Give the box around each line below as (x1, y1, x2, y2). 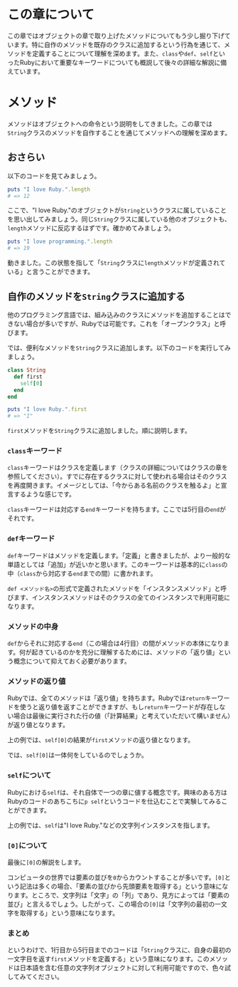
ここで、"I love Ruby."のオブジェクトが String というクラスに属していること (7, 206, 227, 214)
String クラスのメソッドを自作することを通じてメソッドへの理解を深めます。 (7, 128, 232, 137)
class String (7, 367, 46, 374)
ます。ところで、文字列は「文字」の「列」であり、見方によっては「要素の (13, 891, 229, 899)
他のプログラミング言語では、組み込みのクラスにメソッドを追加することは (7, 310, 225, 319)
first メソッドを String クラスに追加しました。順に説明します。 (7, 427, 192, 435)
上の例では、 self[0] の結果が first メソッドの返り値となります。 (7, 736, 195, 744)
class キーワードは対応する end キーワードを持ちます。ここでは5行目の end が (7, 505, 226, 513)
